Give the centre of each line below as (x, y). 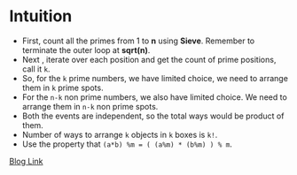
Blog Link (26, 161)
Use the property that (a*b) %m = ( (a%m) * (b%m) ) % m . (127, 144)
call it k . (36, 69)
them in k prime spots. (63, 87)
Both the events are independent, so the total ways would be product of (153, 116)
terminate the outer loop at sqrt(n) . (86, 49)
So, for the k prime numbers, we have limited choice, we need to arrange (155, 78)
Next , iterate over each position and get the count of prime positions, (149, 59)
